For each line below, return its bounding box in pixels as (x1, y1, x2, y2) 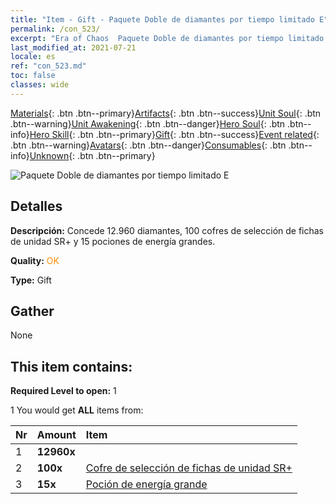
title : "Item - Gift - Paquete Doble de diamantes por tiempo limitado (10, 14, 315, 25)
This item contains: (10, 358, 133, 375)
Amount (36, 428, 77, 442)
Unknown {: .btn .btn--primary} (29, 149, 156, 161)
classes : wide (10, 80, 70, 90)
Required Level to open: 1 (10, 385, 117, 397)
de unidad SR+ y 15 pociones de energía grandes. (10, 235, 216, 247)
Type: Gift (10, 274, 52, 286)
